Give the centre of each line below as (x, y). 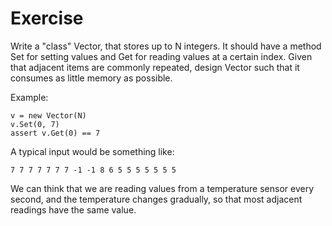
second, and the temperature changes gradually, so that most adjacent (156, 199)
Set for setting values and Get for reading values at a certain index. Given (161, 56)
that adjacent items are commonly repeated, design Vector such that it (155, 67)
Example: (29, 97)
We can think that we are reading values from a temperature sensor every (162, 188)
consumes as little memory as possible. (91, 78)
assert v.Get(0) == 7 (55, 133)
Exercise (47, 18)
